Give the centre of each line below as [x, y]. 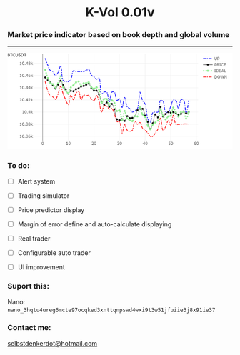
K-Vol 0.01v [120, 12]
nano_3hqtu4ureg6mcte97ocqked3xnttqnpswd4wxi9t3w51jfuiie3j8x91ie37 [111, 310]
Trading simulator [44, 195]
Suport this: [29, 286]
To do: [19, 166]
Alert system [36, 181]
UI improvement [41, 267]
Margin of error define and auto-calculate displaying [95, 224]
